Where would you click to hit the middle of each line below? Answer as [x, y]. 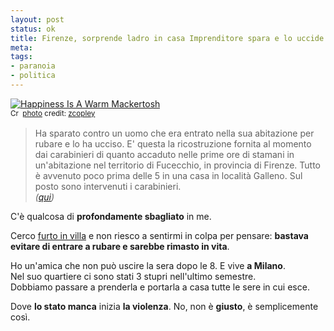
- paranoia [33, 66]
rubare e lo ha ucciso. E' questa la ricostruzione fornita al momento [173, 143]
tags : [21, 57]
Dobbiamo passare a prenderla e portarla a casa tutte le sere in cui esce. [160, 287]
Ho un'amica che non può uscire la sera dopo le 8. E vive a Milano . [148, 265]
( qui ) [44, 197]
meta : [21, 47]
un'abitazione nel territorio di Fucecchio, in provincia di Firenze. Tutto [177, 165]
